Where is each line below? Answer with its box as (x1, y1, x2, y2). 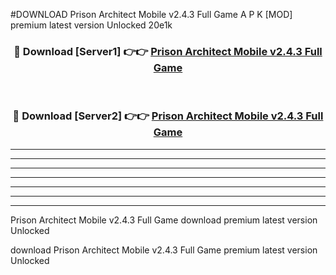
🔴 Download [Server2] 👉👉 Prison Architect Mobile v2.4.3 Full (12, 109, 324, 123)
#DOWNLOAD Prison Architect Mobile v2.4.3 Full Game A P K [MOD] (10, 9, 293, 20)
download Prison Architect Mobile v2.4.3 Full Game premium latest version (10, 244, 318, 256)
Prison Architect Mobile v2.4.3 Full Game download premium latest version (10, 214, 318, 226)
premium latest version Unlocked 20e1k (10, 19, 173, 31)
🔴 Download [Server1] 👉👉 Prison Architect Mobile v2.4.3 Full (13, 44, 323, 58)
